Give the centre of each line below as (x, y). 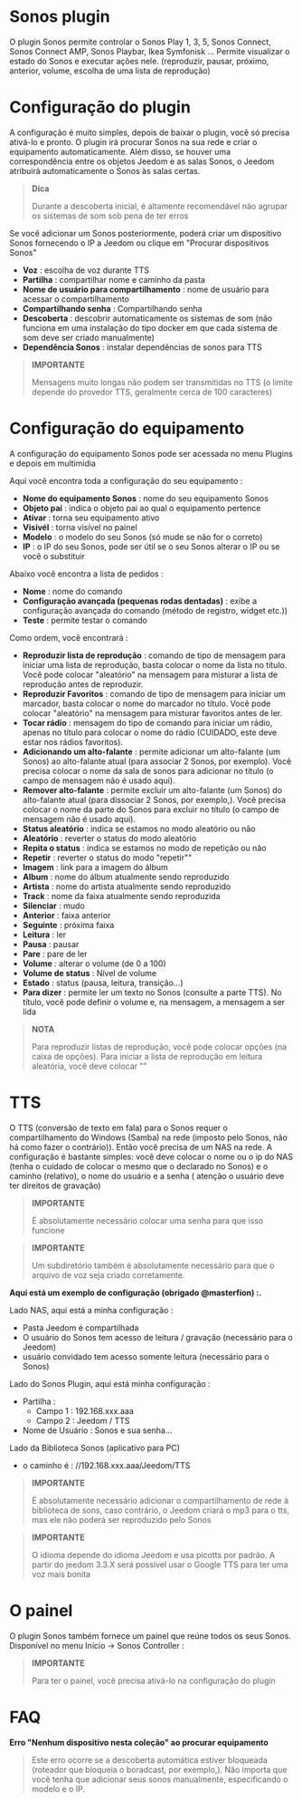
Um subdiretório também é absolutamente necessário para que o (153, 1265)
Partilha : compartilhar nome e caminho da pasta (114, 279)
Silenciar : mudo (53, 905)
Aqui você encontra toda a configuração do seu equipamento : (126, 480)
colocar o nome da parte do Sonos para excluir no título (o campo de (151, 809)
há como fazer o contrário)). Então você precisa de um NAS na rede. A (141, 1147)
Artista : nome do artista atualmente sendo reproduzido (127, 886)
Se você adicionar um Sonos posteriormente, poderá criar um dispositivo (146, 233)
